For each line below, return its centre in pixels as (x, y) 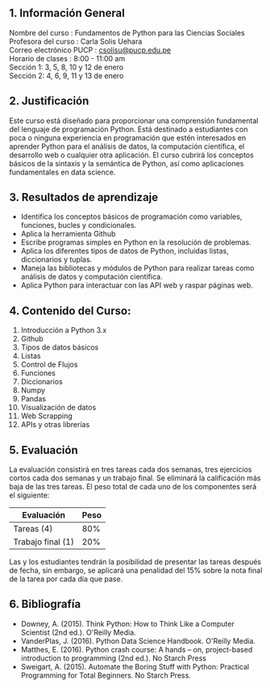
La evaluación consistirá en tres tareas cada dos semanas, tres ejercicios (131, 470)
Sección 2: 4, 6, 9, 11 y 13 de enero (66, 75)
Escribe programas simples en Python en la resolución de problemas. (136, 242)
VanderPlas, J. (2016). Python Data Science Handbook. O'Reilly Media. (138, 640)
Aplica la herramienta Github (68, 234)
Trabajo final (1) (44, 542)
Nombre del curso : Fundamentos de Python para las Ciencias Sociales (127, 32)
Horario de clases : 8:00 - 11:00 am (67, 58)
